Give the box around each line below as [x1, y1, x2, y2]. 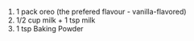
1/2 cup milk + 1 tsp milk [15, 15, 96, 25]
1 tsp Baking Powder [15, 24, 84, 33]
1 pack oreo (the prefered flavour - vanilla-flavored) [15, 7, 187, 16]
